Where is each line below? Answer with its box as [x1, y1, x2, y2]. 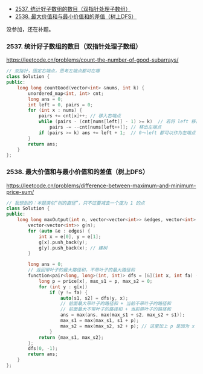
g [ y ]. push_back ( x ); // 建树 [38, 245, 108, 251]
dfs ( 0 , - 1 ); [28, 346, 59, 352]
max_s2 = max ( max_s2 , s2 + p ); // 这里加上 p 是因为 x [60, 323, 195, 329]
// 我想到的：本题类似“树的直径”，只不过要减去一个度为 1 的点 [6, 200, 145, 206]
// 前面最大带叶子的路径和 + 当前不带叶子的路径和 [60, 301, 171, 307]
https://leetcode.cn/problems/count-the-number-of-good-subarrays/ [6, 56, 179, 63]
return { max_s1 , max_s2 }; [38, 334, 104, 340]
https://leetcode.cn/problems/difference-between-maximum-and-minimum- [6, 182, 196, 189]
